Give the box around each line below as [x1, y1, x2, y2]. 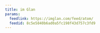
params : [5, 12, 21, 16]
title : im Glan [5, 7, 36, 12]
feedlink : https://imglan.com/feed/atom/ [9, 16, 94, 21]
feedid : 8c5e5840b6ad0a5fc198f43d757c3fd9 [9, 20, 96, 26]
